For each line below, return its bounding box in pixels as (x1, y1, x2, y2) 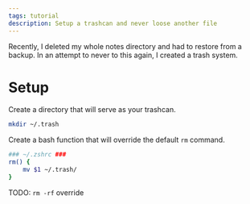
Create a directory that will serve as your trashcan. (8, 105, 176, 114)
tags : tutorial (8, 11, 59, 20)
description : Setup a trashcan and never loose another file (8, 19, 218, 27)
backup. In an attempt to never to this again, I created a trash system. (8, 50, 239, 60)
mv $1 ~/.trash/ (23, 166, 78, 174)
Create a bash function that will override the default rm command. (8, 135, 225, 145)
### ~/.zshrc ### (8, 151, 67, 159)
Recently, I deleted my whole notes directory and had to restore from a (8, 41, 243, 51)
